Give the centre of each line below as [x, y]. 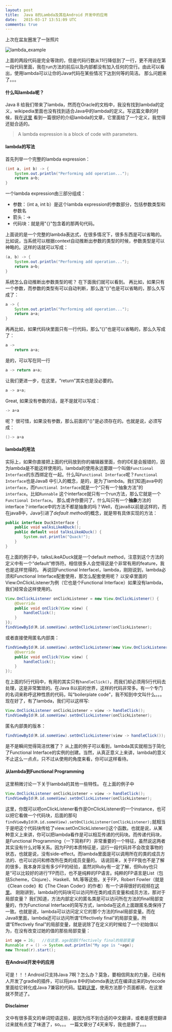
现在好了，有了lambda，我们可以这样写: [47, 701]
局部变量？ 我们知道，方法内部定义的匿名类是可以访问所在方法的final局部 [82, 899]
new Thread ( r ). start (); [31, 950]
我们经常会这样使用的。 [30, 589]
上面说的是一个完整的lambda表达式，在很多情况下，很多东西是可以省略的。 [85, 234]
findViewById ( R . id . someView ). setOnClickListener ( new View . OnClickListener [87, 647]
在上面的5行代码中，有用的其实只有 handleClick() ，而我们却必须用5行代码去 [86, 682]
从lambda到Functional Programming [45, 771]
